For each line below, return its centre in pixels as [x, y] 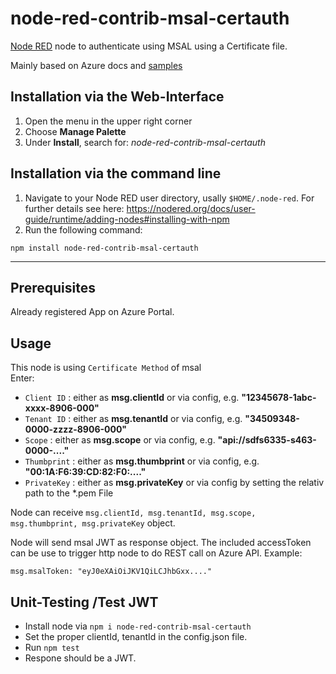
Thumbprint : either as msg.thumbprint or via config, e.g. [142, 461]
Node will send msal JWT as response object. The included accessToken [161, 543]
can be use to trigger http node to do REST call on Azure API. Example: [156, 553]
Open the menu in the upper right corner [108, 121]
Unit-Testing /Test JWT [84, 602]
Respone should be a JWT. [80, 658]
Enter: [22, 378]
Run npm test [52, 647]
